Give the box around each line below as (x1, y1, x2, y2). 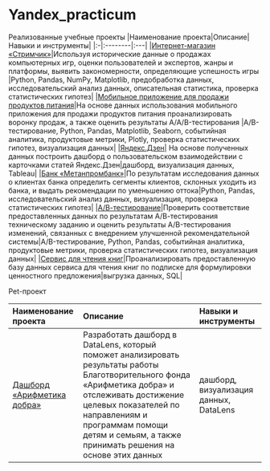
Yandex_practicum (8, 6, 137, 24)
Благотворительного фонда (83, 369, 191, 380)
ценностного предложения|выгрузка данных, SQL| (8, 270, 183, 280)
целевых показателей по (83, 399, 180, 410)
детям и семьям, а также (83, 429, 182, 441)
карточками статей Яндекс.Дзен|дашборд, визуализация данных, (8, 160, 235, 169)
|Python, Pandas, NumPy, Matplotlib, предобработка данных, (8, 75, 215, 84)
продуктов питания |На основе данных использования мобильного (8, 100, 238, 110)
